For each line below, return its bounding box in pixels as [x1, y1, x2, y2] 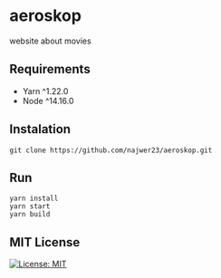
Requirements [9, 62, 91, 77]
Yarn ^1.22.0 [22, 85, 69, 96]
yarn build [9, 210, 51, 219]
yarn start [9, 202, 51, 211]
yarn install [9, 194, 59, 204]
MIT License [9, 235, 81, 250]
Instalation [9, 121, 71, 137]
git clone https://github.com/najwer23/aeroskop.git [9, 146, 213, 155]
